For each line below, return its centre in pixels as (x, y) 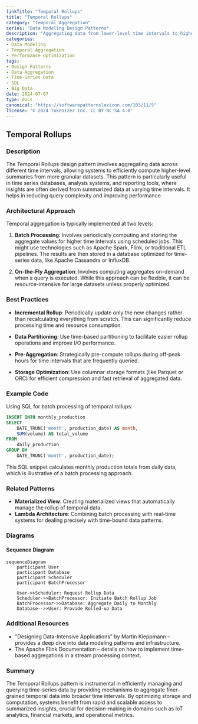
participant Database (43, 573)
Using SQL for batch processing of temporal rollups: (69, 406)
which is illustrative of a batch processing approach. (70, 473)
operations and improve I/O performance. (65, 343)
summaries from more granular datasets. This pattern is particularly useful (96, 177)
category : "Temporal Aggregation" (49, 22)
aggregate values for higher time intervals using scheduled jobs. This (98, 241)
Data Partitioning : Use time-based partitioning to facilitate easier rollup (101, 336)
